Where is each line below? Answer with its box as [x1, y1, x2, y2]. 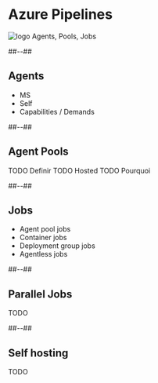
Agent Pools [8, 145, 69, 159]
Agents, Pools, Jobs [31, 31, 96, 41]
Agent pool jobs [19, 224, 71, 234]
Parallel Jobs [8, 287, 73, 301]
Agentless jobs [19, 250, 68, 259]
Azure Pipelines [8, 5, 113, 24]
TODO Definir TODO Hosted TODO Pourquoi [8, 166, 151, 175]
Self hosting [8, 346, 69, 359]
